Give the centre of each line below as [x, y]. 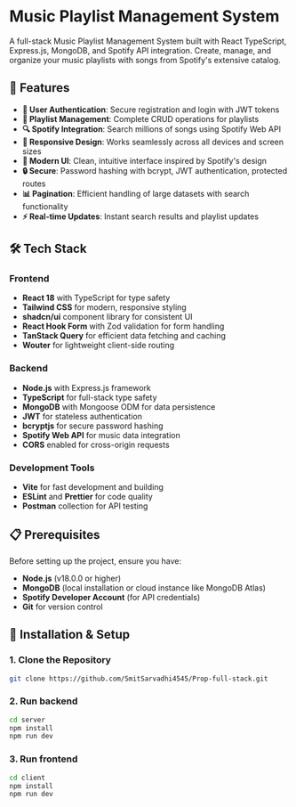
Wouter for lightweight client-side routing [98, 346]
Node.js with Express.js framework [86, 387]
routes [34, 183]
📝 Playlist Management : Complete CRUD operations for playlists [140, 118]
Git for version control [63, 607]
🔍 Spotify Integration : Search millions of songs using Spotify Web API [152, 129]
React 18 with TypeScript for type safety [96, 298]
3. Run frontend [44, 759]
